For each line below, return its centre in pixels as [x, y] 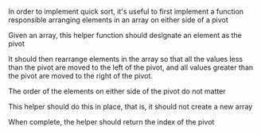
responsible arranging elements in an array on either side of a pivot [118, 20]
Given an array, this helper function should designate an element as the [125, 35]
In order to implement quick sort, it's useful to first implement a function [126, 11]
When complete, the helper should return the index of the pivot [111, 122]
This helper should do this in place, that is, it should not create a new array [130, 107]
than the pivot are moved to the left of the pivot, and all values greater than [131, 67]
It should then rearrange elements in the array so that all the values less [126, 59]
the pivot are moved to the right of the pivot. [81, 76]
